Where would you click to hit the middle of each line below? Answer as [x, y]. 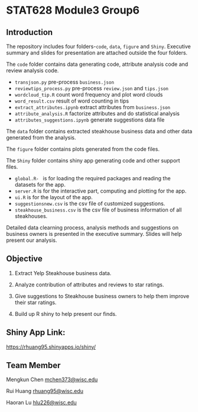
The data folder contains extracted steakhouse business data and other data [99, 131]
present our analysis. [32, 240]
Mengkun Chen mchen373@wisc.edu [52, 379]
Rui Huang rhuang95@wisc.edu [45, 391]
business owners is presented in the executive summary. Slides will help [94, 234]
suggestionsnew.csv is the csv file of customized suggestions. [90, 203]
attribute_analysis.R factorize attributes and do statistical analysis [97, 114]
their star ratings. [35, 302]
